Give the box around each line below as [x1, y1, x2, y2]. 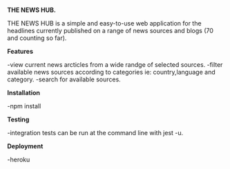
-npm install [7, 102, 41, 110]
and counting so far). [7, 34, 67, 42]
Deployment [7, 142, 44, 150]
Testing [7, 115, 30, 123]
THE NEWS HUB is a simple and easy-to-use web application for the [7, 19, 202, 27]
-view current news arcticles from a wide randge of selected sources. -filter [7, 61, 223, 68]
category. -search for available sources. [7, 75, 121, 83]
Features [7, 48, 33, 55]
